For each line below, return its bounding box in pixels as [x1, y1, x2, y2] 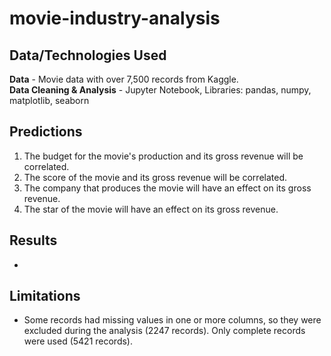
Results [9, 232, 58, 249]
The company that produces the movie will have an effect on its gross [23, 182, 312, 194]
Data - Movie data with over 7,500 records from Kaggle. [9, 73, 239, 85]
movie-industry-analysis [9, 7, 221, 30]
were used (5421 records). [23, 335, 133, 347]
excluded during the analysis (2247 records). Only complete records [23, 325, 306, 337]
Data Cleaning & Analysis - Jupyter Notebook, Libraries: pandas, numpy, [9, 84, 312, 96]
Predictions [9, 123, 83, 141]
